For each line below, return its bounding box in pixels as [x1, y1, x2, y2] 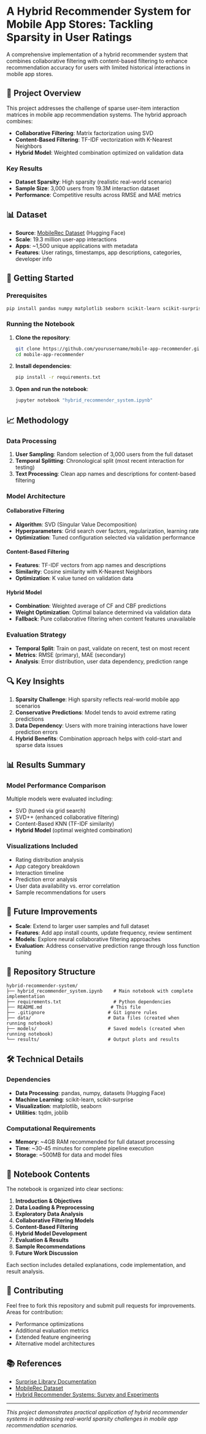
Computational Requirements [6, 1124, 96, 1133]
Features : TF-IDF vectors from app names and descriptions [15, 562, 167, 569]
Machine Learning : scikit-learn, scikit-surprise [15, 1096, 134, 1103]
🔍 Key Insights [6, 676, 65, 687]
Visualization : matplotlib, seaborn [15, 1102, 102, 1109]
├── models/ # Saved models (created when [6, 1026, 185, 1032]
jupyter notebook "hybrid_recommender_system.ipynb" [15, 397, 153, 403]
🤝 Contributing [6, 1285, 64, 1296]
